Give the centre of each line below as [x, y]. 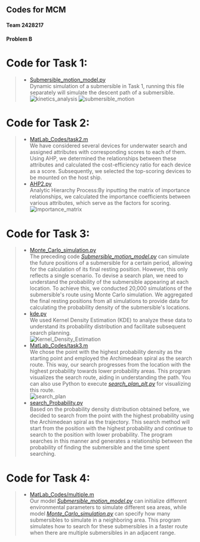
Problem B [19, 39]
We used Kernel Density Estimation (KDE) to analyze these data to [111, 320]
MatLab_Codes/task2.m [59, 140]
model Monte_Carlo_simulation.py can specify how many [100, 514]
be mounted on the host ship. [66, 178]
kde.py [38, 314]
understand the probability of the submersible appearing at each [109, 282]
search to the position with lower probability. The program [101, 435]
